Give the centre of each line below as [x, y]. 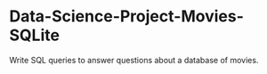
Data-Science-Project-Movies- [127, 16]
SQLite [35, 35]
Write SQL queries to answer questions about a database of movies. [134, 60]
